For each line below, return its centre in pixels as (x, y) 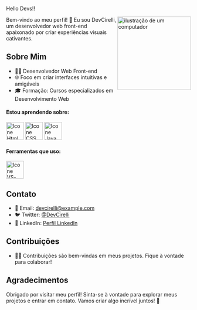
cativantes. (19, 38)
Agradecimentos (37, 280)
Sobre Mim (26, 57)
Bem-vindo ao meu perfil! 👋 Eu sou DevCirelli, (61, 20)
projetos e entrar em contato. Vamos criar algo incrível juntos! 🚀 (83, 301)
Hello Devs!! (21, 8)
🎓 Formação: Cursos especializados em (64, 90)
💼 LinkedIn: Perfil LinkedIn (46, 223)
